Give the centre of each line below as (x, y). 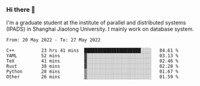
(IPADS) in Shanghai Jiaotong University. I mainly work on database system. (100, 29)
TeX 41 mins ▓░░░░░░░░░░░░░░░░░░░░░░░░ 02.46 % (92, 61)
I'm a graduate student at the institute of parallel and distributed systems (96, 23)
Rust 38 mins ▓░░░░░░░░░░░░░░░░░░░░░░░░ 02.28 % (92, 66)
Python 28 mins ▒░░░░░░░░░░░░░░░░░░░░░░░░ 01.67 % (92, 72)
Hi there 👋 (21, 10)
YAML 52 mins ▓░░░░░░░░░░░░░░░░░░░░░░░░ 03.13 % (92, 56)
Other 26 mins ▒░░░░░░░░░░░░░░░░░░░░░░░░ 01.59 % (92, 77)
